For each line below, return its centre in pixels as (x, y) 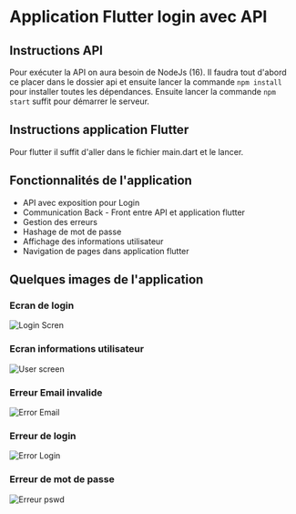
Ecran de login (42, 305)
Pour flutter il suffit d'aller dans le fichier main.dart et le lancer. (127, 151)
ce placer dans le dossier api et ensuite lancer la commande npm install (146, 82)
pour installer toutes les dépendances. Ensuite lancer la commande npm (143, 92)
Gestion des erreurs (60, 221)
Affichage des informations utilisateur (93, 241)
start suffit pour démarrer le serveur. (80, 101)
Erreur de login (43, 436)
